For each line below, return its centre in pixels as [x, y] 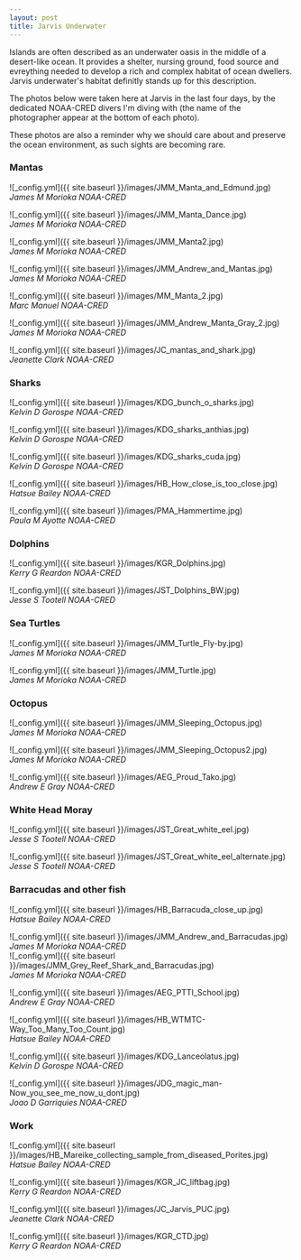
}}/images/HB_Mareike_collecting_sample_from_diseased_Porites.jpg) [139, 1154]
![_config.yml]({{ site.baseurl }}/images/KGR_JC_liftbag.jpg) [120, 1181]
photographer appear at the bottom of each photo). [105, 117]
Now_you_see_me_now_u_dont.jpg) [75, 1092]
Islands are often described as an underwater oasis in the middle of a [138, 51]
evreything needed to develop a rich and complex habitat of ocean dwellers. [151, 71]
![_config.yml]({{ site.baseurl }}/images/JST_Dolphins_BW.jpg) [125, 590]
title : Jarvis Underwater [58, 26]
